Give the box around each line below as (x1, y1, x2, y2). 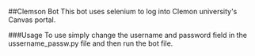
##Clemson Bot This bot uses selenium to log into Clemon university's (8, 7, 238, 16)
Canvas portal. (8, 15, 56, 24)
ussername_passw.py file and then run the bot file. (8, 39, 173, 48)
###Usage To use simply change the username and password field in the (8, 31, 248, 39)
